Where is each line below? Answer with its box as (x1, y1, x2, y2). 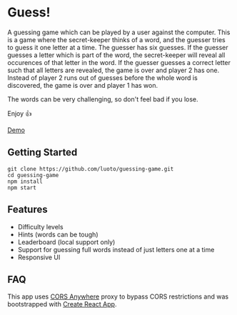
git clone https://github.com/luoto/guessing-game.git (7, 165, 174, 172)
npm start (7, 184, 37, 191)
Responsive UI (17, 253, 61, 261)
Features (7, 204, 48, 216)
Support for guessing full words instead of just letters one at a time (17, 245, 215, 254)
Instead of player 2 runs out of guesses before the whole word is (7, 73, 198, 82)
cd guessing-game (7, 171, 59, 179)
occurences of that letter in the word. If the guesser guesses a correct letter (7, 58, 231, 66)
